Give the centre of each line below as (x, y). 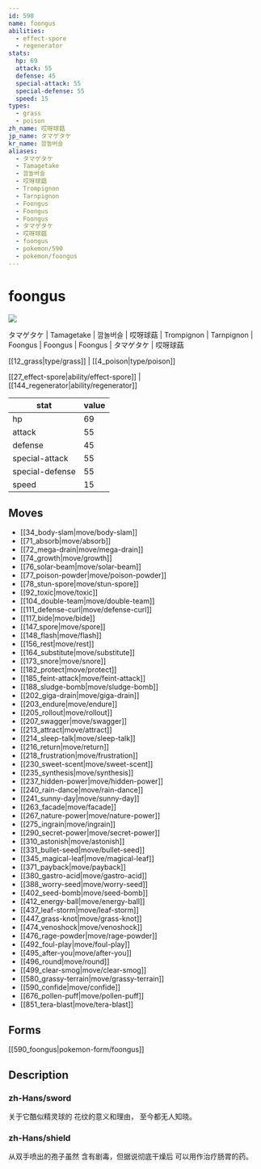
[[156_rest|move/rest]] (57, 644)
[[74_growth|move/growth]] (66, 558)
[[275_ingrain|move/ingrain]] (67, 824)
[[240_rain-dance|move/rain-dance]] (82, 790)
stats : (19, 53)
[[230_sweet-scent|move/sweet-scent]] (86, 764)
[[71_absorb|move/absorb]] (65, 541)
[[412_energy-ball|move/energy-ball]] (82, 902)
